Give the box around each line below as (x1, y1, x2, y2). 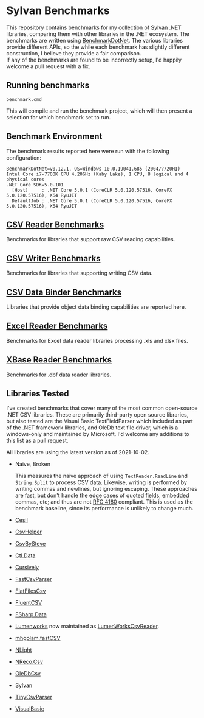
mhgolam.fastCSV (15, 635, 61, 642)
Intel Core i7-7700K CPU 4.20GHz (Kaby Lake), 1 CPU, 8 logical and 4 (6, 171, 189, 177)
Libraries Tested (6, 389, 69, 399)
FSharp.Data (15, 611, 47, 618)
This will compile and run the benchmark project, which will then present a (6, 107, 192, 114)
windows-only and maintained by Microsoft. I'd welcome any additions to (6, 431, 189, 438)
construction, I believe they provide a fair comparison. (6, 49, 141, 57)
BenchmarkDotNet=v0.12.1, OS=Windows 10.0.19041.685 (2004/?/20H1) (6, 166, 181, 172)
